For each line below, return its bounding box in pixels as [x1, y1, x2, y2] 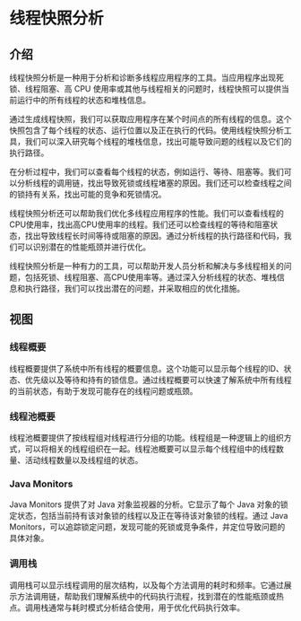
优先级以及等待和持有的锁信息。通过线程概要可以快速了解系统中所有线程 [24, 374, 292, 385]
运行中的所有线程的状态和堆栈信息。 [16, 95, 150, 105]
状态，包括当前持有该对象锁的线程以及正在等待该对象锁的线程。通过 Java [16, 511, 288, 521]
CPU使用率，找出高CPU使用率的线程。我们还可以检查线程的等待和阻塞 [9, 219, 271, 230]
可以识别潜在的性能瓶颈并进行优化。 [16, 241, 150, 252]
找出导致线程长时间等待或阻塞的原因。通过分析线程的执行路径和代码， [24, 231, 284, 241]
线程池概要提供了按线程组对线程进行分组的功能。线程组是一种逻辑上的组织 [9, 432, 284, 442]
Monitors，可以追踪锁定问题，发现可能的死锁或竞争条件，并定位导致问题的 [9, 521, 286, 532]
